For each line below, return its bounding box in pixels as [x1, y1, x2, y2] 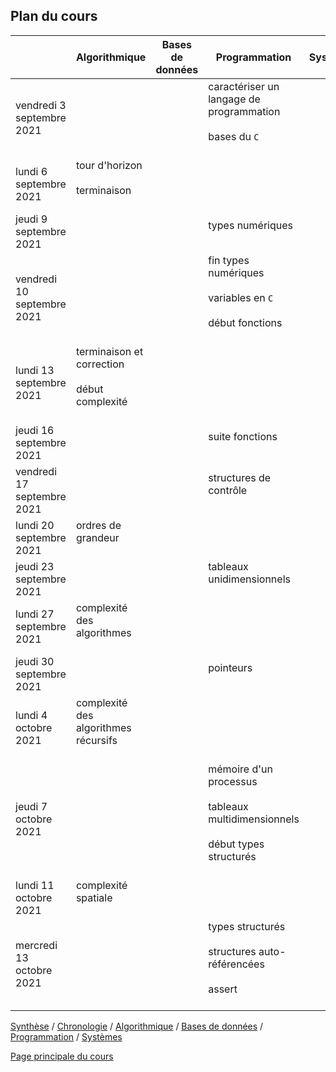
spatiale [75, 890, 113, 904]
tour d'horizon [75, 158, 143, 172]
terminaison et [75, 344, 144, 358]
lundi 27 [15, 607, 55, 621]
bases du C [208, 129, 260, 143]
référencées [208, 957, 265, 971]
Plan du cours [10, 8, 98, 25]
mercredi [15, 938, 58, 952]
